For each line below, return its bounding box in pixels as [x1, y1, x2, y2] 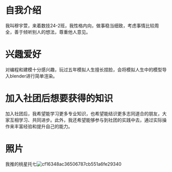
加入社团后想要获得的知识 [5, 93, 114, 105]
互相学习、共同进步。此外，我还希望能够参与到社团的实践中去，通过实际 [9, 117, 162, 123]
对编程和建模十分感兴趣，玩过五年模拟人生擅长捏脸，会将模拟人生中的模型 [5, 66, 162, 72]
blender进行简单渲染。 [9, 72, 58, 79]
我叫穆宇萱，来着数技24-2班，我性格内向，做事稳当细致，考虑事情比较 [5, 22, 155, 29]
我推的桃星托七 [5, 161, 37, 167]
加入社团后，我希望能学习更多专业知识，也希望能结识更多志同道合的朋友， [5, 110, 162, 116]
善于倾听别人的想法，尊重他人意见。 [14, 29, 91, 35]
